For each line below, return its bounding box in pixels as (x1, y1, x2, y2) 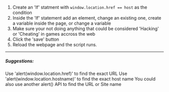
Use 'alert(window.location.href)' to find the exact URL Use (5, 70, 127, 76)
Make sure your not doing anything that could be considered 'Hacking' (12, 26, 159, 32)
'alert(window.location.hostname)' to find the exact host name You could (5, 75, 156, 82)
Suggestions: (5, 58, 34, 64)
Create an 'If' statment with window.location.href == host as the (12, 5, 147, 10)
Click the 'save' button (12, 36, 59, 42)
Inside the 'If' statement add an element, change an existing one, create (12, 15, 162, 21)
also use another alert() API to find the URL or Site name (5, 81, 122, 87)
